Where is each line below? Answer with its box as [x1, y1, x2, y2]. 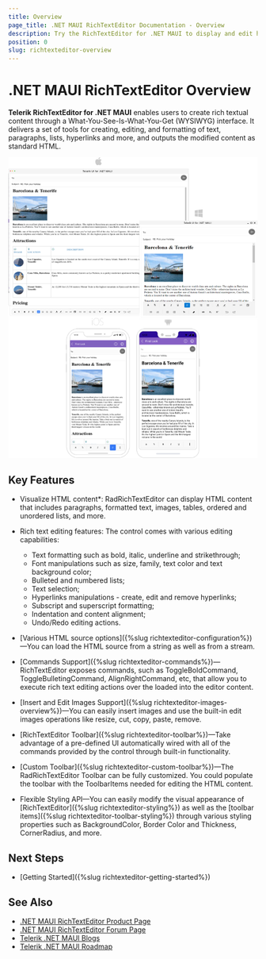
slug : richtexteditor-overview [8, 46, 112, 55]
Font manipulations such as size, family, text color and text [31, 559, 223, 568]
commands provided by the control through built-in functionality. [19, 747, 231, 757]
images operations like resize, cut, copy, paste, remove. [19, 714, 202, 724]
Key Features [8, 473, 75, 487]
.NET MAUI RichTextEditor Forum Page [19, 925, 146, 934]
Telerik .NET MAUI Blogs [19, 933, 101, 942]
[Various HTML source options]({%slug [19, 634, 149, 643]
